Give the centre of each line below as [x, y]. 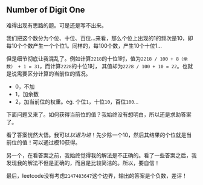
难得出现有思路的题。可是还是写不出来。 [56, 25]
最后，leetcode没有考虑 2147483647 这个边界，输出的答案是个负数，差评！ [97, 175]
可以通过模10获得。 [56, 142]
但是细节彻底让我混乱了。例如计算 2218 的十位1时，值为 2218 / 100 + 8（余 [97, 58]
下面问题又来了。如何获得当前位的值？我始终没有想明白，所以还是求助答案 [99, 114]
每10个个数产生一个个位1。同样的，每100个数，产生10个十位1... [84, 45]
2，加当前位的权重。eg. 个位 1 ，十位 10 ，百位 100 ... [77, 102]
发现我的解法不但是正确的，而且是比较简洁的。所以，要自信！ [83, 163]
